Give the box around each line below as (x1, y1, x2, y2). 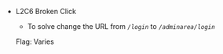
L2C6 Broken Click (15, 7, 77, 16)
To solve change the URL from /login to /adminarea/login (27, 22, 216, 31)
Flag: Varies (15, 37, 55, 46)
